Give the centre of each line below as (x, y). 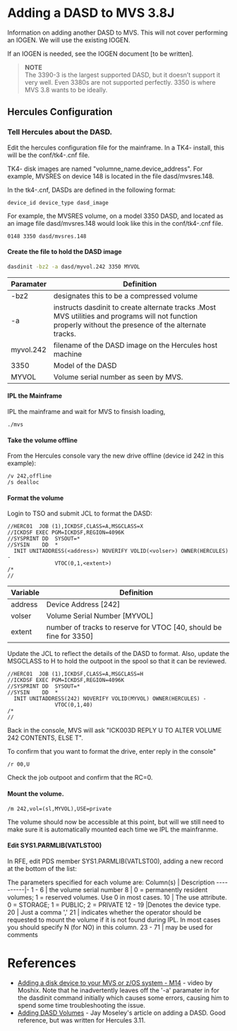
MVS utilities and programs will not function (126, 316)
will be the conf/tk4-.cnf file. (49, 155)
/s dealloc (23, 482)
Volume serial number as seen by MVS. (118, 377)
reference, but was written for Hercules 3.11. (81, 1020)
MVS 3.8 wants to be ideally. (66, 90)
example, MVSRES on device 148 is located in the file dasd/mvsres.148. (111, 176)
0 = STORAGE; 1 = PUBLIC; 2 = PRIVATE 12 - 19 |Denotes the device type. (114, 905)
